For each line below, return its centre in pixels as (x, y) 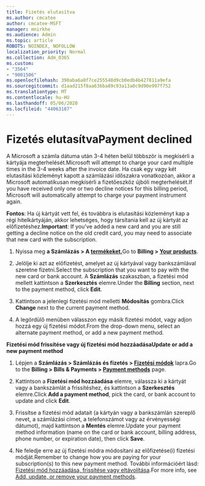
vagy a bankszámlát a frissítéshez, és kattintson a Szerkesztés (95, 388)
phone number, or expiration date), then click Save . (80, 439)
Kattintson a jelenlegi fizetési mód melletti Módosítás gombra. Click (100, 302)
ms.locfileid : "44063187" (39, 109)
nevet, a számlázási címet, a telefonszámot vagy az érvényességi (98, 419)
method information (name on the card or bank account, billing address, (106, 432)
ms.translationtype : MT (37, 92)
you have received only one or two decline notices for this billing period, (97, 189)
